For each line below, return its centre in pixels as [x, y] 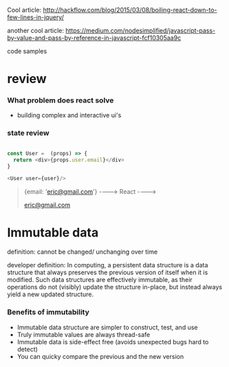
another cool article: [35, 31]
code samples [27, 51]
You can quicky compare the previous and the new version [100, 356]
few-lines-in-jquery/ [35, 17]
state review [28, 133]
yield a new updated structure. [51, 294]
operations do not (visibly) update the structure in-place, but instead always [115, 287]
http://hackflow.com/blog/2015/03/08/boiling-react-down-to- [130, 10]
